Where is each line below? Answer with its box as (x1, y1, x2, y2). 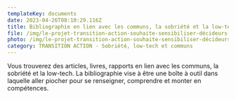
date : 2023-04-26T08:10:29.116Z (7, 17, 102, 24)
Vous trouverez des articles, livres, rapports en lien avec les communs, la (7, 62, 219, 70)
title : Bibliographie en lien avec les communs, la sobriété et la (7, 23, 209, 30)
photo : (7, 36, 27, 43)
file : (7, 29, 23, 37)
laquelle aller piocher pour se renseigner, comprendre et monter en (7, 77, 202, 84)
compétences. (7, 84, 49, 92)
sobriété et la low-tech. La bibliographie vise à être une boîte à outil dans (7, 69, 218, 77)
